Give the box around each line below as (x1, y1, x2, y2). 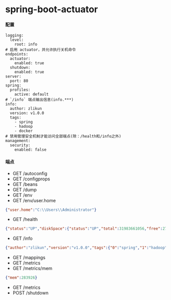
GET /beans (12, 181, 38, 187)
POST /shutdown (12, 290, 49, 296)
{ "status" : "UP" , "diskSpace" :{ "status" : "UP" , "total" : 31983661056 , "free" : (5, 226, 163, 231)
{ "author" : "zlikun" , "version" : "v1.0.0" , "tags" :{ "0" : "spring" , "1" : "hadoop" (5, 246, 167, 251)
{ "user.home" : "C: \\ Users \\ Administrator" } (5, 207, 97, 212)
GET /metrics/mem (12, 265, 52, 271)
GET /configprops (12, 176, 50, 182)
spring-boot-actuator (5, 4, 98, 15)
